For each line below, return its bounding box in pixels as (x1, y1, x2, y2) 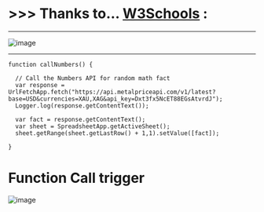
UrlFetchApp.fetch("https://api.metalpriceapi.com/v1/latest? (8, 88, 216, 96)
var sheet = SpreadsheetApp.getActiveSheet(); (15, 122, 170, 130)
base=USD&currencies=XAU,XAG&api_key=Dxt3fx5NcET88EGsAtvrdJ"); (8, 95, 223, 103)
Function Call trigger (8, 170, 145, 187)
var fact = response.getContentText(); (15, 115, 146, 123)
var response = (15, 81, 65, 89)
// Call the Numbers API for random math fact (15, 74, 170, 82)
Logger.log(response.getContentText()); (15, 101, 149, 110)
